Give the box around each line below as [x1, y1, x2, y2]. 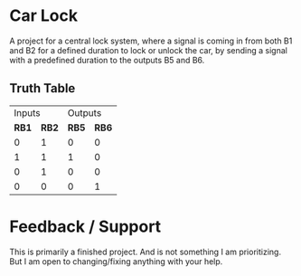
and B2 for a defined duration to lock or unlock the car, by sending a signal [9, 44, 287, 55]
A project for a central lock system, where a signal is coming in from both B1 [9, 35, 293, 46]
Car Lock [9, 5, 79, 26]
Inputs [14, 106, 41, 119]
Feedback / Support [9, 216, 162, 236]
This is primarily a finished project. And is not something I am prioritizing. [9, 246, 282, 257]
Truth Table [9, 81, 76, 96]
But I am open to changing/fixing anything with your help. [9, 255, 223, 267]
